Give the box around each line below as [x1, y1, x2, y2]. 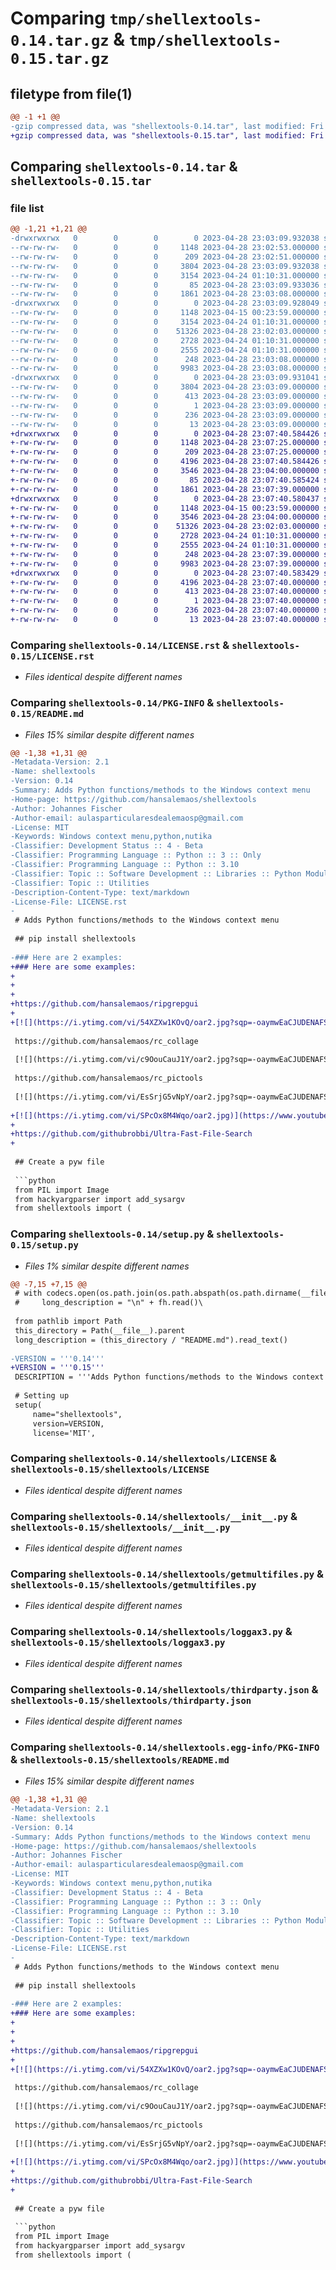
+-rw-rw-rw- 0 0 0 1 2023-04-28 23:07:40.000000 [10, 596, 320, 606]
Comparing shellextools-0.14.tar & [10, 158, 238, 176]
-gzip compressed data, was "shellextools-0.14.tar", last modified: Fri [10, 121, 325, 131]
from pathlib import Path [14, 1317, 123, 1327]
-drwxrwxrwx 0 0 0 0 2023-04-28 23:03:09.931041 [10, 373, 320, 383]
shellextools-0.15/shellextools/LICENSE [10, 1464, 210, 1476]
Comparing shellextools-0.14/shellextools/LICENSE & [10, 1452, 277, 1466]
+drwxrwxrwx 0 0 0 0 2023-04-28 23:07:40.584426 [10, 428, 320, 439]
